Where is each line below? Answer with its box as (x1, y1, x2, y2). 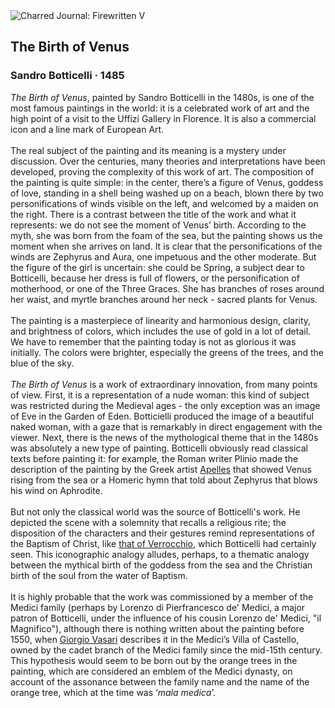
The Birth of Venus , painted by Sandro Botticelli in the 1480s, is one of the (10, 91, 315, 103)
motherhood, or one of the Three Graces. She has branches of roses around (10, 282, 325, 294)
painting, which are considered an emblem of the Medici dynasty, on (10, 665, 293, 677)
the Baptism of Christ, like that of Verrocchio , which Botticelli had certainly (10, 537, 317, 549)
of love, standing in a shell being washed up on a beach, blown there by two (10, 187, 324, 199)
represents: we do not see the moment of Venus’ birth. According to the (10, 219, 307, 231)
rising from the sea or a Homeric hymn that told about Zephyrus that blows (10, 474, 318, 486)
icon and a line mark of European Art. (10, 123, 165, 135)
